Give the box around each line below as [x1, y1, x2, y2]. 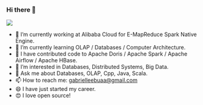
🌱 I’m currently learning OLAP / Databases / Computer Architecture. [15, 44, 186, 51]
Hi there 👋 [6, 5, 37, 14]
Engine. [15, 37, 35, 45]
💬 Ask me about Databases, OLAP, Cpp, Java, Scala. [15, 70, 148, 77]
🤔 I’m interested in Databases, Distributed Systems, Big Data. [15, 63, 169, 71]
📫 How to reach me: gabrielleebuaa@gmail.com [15, 76, 138, 84]
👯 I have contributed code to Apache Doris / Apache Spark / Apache [15, 50, 188, 57]
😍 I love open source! [15, 92, 71, 100]
